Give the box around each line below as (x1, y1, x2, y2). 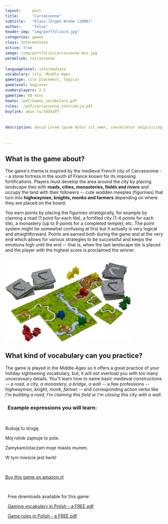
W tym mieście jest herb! (5, 455, 57, 461)
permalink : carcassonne (5, 56, 55, 61)
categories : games (5, 35, 44, 40)
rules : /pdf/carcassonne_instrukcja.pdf (5, 104, 93, 109)
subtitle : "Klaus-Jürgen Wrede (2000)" (5, 19, 93, 24)
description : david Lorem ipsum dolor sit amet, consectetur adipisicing (5, 125, 163, 130)
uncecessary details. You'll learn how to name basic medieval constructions (5, 375, 162, 382)
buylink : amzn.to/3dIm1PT (5, 109, 59, 114)
